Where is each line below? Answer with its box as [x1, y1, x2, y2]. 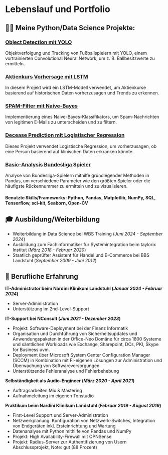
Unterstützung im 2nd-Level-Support [12, 306, 89, 312]
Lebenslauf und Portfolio [5, 4, 110, 15]
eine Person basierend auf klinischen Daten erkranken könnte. [5, 148, 134, 154]
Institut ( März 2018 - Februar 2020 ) [12, 247, 86, 253]
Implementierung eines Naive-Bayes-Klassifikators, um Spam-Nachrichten [5, 114, 159, 120]
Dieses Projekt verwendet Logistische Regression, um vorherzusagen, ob [5, 143, 157, 149]
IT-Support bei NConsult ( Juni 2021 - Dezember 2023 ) [5, 315, 121, 322]
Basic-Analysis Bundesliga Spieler [5, 161, 91, 168]
